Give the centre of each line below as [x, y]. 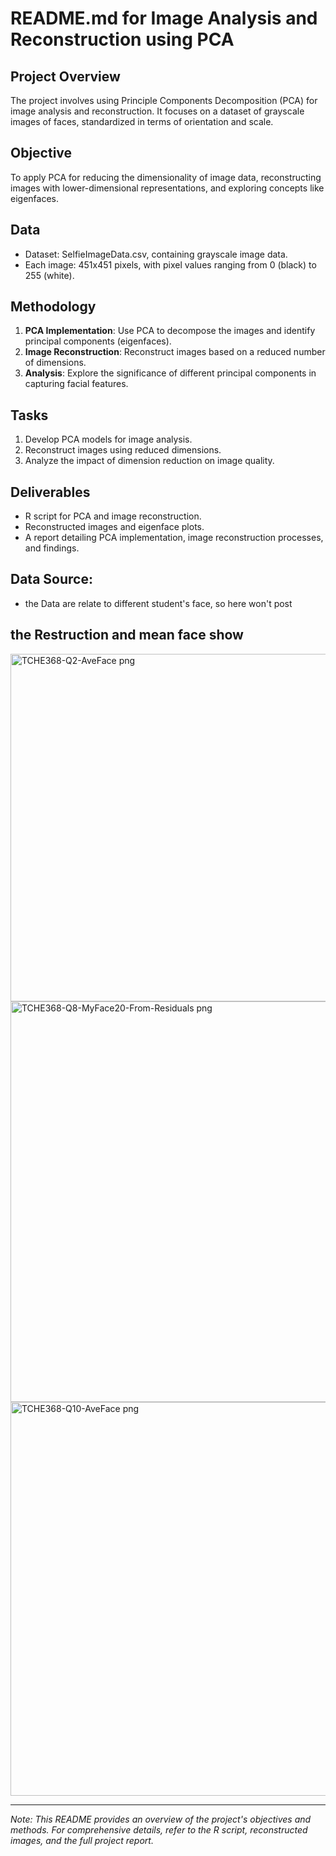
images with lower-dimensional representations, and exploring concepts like [167, 188]
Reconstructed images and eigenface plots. [114, 527]
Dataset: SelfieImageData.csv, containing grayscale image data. [156, 254]
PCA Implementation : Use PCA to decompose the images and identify [170, 331]
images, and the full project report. [82, 1840]
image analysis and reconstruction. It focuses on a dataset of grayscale [157, 111]
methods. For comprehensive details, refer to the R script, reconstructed [159, 1829]
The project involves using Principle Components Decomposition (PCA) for [164, 100]
